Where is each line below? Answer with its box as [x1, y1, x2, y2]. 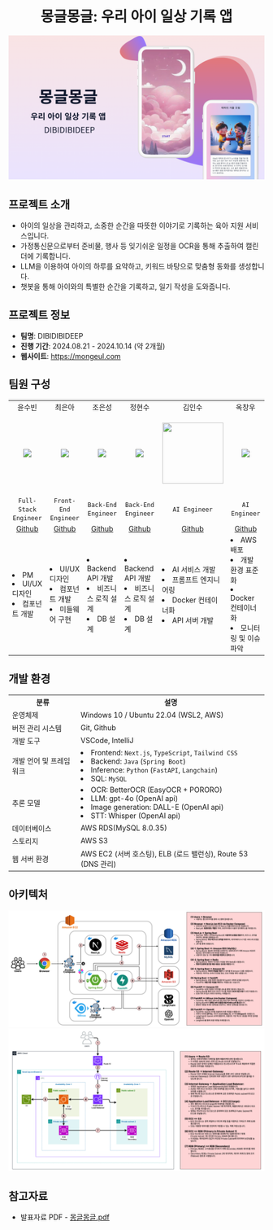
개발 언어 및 [11, 756, 49, 766]
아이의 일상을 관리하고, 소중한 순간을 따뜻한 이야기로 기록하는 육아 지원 [19, 221, 244, 230]
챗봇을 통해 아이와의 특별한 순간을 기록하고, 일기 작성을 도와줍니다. [19, 282, 231, 291]
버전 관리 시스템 [11, 723, 63, 733]
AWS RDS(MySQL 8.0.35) [80, 823, 168, 833]
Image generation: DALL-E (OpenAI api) [90, 803, 224, 812]
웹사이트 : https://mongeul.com [19, 352, 121, 361]
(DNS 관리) [80, 860, 117, 869]
